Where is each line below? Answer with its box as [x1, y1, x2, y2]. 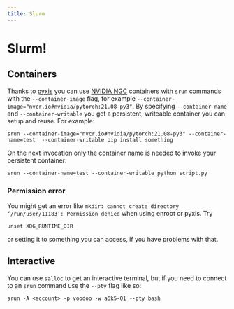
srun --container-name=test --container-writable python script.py [7, 170, 208, 177]
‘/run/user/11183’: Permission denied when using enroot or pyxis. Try [7, 209, 213, 217]
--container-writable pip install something [41, 136, 173, 144]
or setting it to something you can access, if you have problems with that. [7, 235, 219, 243]
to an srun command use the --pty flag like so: [7, 281, 142, 289]
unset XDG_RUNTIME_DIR [7, 222, 73, 230]
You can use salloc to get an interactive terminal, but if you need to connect [7, 274, 227, 282]
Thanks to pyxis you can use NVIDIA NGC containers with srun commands [7, 87, 221, 95]
